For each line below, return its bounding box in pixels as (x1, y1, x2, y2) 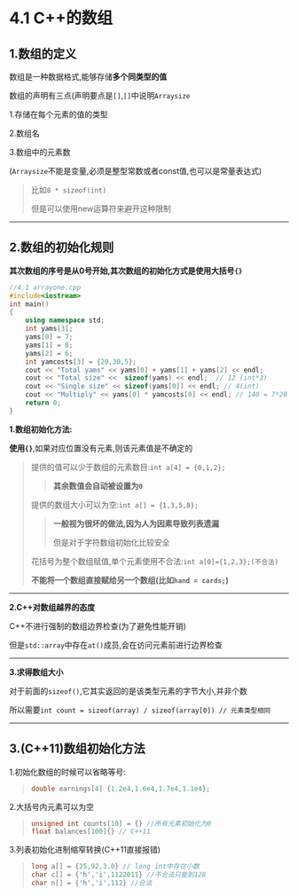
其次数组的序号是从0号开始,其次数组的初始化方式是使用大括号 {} (9, 265, 243, 276)
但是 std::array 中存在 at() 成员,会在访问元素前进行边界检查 (9, 640, 223, 650)
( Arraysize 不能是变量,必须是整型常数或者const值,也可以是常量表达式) (9, 166, 263, 176)
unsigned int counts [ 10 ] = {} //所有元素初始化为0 (30, 819, 212, 828)
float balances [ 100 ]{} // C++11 (30, 827, 151, 837)
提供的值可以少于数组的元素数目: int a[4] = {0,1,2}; (30, 461, 226, 472)
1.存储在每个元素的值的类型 (9, 109, 108, 120)
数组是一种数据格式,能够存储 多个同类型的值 (9, 72, 168, 82)
